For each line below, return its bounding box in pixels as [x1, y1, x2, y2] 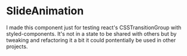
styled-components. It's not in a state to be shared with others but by [6, 30, 177, 37]
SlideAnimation [6, 4, 84, 18]
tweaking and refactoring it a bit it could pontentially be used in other [6, 36, 176, 43]
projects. [6, 43, 28, 50]
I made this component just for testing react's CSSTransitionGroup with [6, 24, 182, 31]
